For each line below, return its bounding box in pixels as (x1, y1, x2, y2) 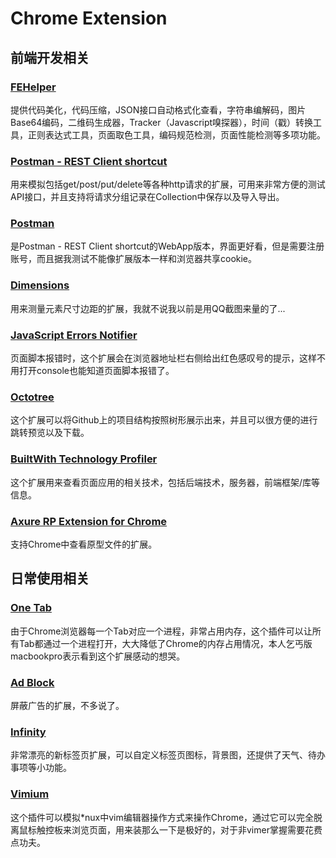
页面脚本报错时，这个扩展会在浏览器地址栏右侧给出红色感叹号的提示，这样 (10, 352, 317, 364)
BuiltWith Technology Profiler (10, 452, 158, 466)
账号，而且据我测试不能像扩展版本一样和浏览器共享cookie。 (10, 253, 258, 265)
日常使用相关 (10, 570, 90, 587)
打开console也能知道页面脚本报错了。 (18, 365, 175, 377)
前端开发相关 (10, 49, 90, 66)
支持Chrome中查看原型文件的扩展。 (10, 538, 158, 550)
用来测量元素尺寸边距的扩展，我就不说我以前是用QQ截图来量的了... (10, 302, 286, 314)
